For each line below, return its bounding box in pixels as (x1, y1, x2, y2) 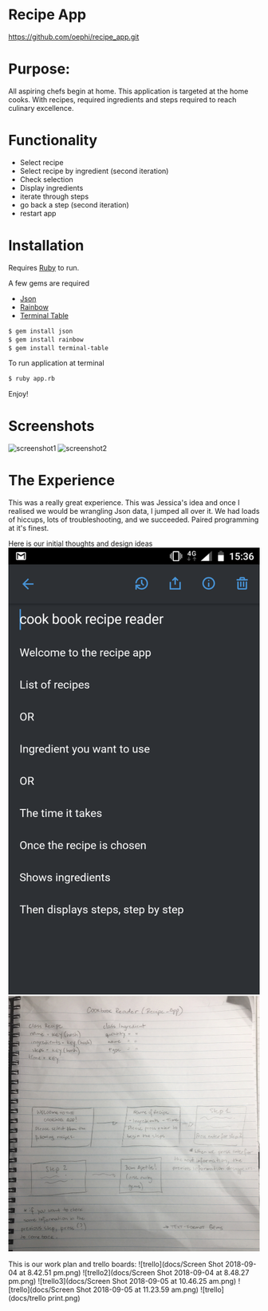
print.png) (47, 1293, 81, 1302)
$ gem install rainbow (8, 335, 84, 344)
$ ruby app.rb (8, 375, 56, 383)
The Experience (8, 472, 116, 490)
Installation (8, 237, 85, 255)
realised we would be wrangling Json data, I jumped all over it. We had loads (8, 507, 260, 516)
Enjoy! (8, 389, 30, 399)
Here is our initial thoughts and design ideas (8, 539, 153, 548)
